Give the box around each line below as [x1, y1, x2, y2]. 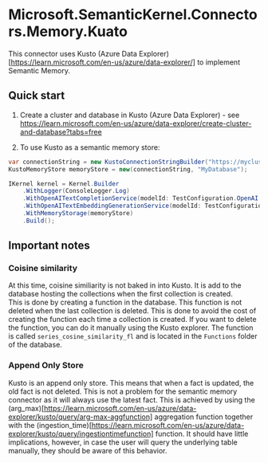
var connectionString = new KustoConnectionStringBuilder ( [8, 158, 209, 166]
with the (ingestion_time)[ [8, 420, 92, 430]
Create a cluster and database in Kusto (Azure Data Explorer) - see [19, 110, 240, 120]
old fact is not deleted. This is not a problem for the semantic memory [8, 386, 238, 396]
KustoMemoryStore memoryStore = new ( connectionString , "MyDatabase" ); [8, 165, 248, 173]
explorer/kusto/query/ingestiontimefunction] [8, 429, 154, 438]
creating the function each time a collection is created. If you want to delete [8, 315, 257, 324]
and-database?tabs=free [19, 127, 102, 136]
